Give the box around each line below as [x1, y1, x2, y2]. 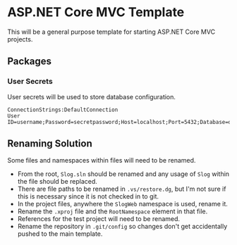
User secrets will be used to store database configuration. [7, 92, 176, 101]
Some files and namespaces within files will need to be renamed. [7, 156, 196, 165]
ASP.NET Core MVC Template [7, 4, 185, 20]
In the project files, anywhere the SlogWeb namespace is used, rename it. [17, 200, 228, 208]
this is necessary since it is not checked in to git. [17, 192, 159, 201]
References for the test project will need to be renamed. [17, 215, 181, 223]
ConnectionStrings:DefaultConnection [7, 106, 119, 113]
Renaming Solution [7, 138, 93, 150]
